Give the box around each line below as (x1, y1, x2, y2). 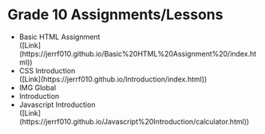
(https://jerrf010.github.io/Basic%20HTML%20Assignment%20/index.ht (18, 49, 257, 58)
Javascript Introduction (18, 100, 96, 109)
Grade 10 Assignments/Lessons (7, 6, 223, 24)
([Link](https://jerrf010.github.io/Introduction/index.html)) (18, 74, 208, 84)
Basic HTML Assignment (18, 32, 101, 41)
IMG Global (18, 82, 57, 93)
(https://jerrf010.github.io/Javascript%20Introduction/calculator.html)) (18, 116, 250, 126)
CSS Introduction (18, 65, 76, 75)
